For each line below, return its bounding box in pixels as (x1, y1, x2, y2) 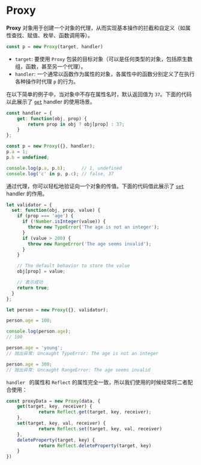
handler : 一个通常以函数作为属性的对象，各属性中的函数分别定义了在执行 (14, 70, 195, 77)
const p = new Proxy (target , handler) (6, 43, 103, 50)
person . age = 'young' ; (6, 345, 63, 351)
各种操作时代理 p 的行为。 (14, 77, 79, 85)
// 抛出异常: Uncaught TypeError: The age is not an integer (6, 350, 159, 356)
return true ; (17, 284, 50, 291)
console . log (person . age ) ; (6, 328, 71, 335)
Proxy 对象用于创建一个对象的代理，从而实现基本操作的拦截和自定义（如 (6, 24, 186, 31)
